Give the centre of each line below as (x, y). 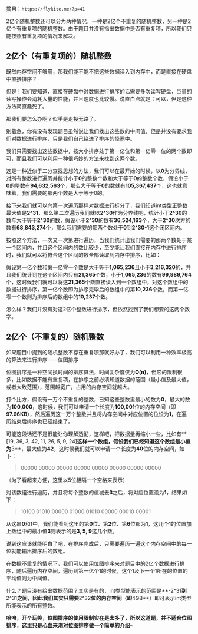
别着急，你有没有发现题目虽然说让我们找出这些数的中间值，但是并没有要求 (96, 131)
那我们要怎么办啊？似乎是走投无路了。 (52, 118)
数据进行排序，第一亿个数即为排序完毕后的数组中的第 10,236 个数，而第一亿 (97, 289)
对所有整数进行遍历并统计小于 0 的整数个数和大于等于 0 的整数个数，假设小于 (97, 178)
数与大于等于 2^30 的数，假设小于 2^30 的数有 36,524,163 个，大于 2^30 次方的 (98, 220)
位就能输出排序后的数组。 (37, 551)
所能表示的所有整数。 (32, 605)
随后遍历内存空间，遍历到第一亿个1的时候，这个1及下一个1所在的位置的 (102, 570)
